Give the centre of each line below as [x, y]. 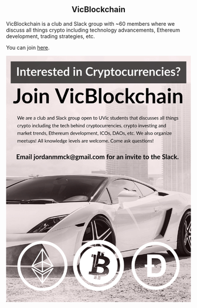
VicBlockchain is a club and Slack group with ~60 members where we [90, 23]
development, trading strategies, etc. [51, 36]
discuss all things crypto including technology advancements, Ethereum [93, 30]
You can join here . [28, 47]
